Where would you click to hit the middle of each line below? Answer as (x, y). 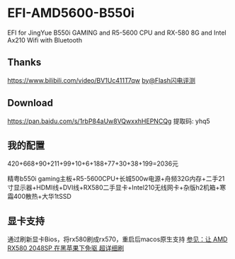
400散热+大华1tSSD (42, 197)
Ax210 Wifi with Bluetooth (45, 40)
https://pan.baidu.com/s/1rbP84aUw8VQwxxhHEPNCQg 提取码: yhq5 (109, 121)
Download (30, 103)
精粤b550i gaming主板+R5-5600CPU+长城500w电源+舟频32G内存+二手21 (116, 179)
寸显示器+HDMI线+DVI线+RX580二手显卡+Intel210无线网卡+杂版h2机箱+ (114, 188)
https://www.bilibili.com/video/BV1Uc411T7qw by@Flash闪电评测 (102, 80)
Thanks (24, 63)
